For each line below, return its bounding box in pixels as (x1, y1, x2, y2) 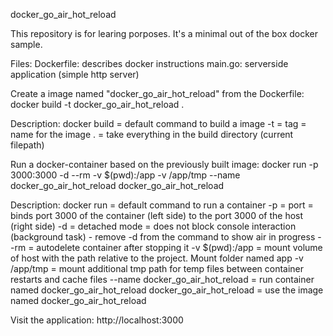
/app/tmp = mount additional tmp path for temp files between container (10, 263, 305, 274)
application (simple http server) (10, 69, 140, 80)
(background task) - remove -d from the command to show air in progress (10, 231, 316, 243)
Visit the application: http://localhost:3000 (10, 314, 184, 326)
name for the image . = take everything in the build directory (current (10, 129, 294, 140)
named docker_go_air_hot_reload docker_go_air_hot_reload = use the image (10, 284, 324, 296)
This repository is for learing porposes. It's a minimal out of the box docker (10, 28, 318, 39)
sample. (10, 39, 43, 50)
